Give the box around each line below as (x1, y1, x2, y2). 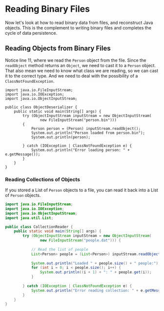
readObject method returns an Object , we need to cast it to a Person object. (5, 62, 156, 68)
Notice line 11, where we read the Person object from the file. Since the (5, 57, 146, 63)
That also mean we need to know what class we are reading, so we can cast (5, 68, 159, 73)
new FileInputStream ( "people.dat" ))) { (40, 238, 121, 243)
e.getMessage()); (5, 152, 41, 157)
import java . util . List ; (5, 215, 54, 220)
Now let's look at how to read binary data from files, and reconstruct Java (5, 20, 153, 25)
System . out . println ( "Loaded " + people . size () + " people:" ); (31, 261, 161, 265)
